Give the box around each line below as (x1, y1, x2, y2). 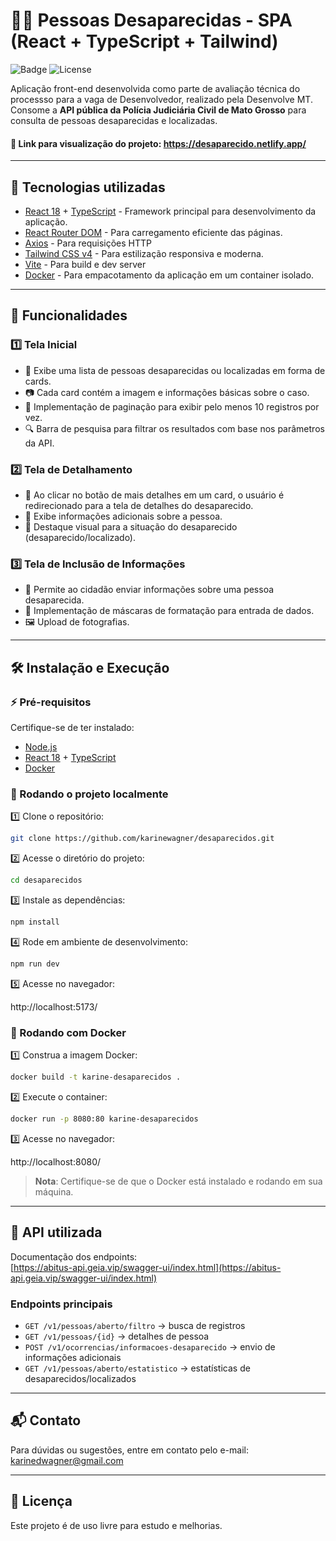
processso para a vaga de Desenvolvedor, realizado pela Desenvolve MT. (10, 93, 313, 105)
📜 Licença (10, 1493, 73, 1510)
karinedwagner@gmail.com (10, 1454, 124, 1466)
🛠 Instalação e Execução (10, 659, 170, 676)
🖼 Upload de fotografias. (24, 616, 130, 628)
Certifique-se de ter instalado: (10, 721, 135, 733)
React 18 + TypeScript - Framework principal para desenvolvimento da (24, 205, 317, 217)
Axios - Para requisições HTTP (24, 237, 152, 249)
